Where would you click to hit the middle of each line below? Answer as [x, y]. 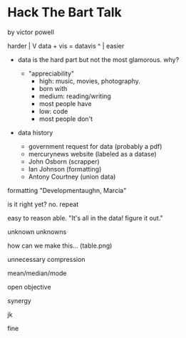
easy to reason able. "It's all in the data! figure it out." [86, 218]
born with [53, 88]
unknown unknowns [37, 231]
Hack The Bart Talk [65, 12]
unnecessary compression [46, 259]
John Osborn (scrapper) [64, 162]
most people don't [66, 119]
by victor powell [31, 32]
